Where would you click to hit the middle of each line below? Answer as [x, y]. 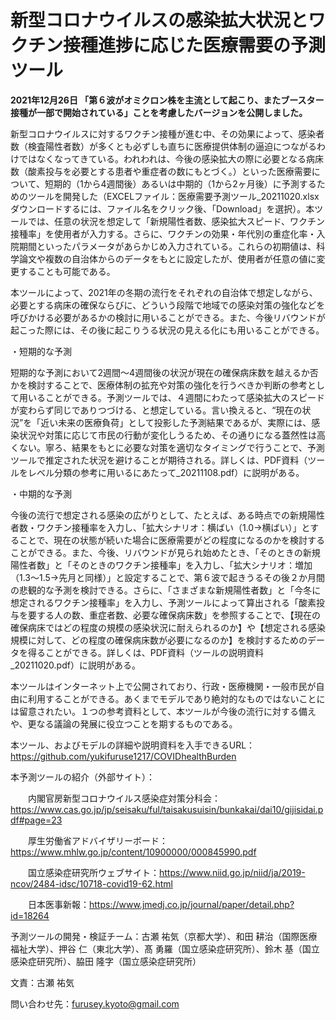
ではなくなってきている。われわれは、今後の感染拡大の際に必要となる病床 [171, 158]
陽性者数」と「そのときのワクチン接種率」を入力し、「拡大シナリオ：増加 [161, 565]
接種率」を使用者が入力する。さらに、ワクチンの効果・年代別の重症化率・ [163, 233]
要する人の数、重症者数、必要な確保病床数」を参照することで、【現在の [174, 615]
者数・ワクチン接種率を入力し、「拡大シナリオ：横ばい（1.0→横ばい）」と [160, 527]
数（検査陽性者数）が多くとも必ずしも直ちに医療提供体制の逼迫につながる [163, 146]
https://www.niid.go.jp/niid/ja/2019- [232, 872]
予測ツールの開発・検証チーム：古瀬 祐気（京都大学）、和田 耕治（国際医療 [164, 936]
